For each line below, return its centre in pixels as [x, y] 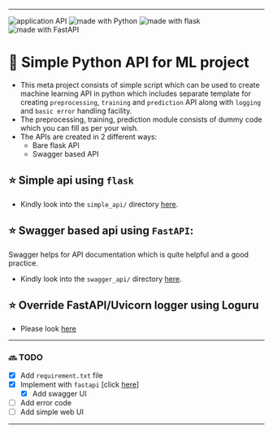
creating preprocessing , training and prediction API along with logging [141, 102]
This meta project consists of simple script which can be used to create [140, 84]
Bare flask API [56, 145]
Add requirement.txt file [61, 375]
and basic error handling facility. [76, 110]
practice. [23, 263]
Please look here [48, 329]
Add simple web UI [52, 412]
